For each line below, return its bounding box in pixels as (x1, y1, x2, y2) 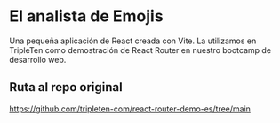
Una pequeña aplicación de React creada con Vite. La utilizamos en (9, 35, 257, 46)
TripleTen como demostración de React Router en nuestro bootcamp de (9, 44, 272, 55)
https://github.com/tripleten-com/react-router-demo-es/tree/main (9, 104, 252, 114)
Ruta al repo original (9, 80, 123, 95)
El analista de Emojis (9, 6, 164, 27)
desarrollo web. (9, 54, 67, 65)
